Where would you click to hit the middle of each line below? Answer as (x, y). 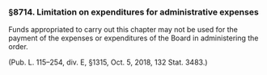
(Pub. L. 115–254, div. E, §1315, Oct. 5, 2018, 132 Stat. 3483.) (108, 62)
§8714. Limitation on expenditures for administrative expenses (133, 12)
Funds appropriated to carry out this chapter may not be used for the (123, 30)
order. (18, 47)
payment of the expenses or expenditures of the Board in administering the (133, 38)
